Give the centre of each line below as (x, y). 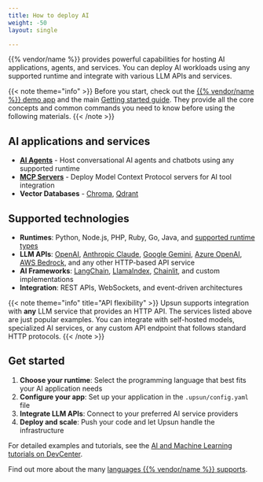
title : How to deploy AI (49, 15)
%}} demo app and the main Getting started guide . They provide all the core (131, 100)
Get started (37, 361)
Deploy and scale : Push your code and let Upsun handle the (117, 421)
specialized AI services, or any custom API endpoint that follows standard (127, 328)
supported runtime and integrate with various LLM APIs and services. (120, 76)
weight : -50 (27, 23)
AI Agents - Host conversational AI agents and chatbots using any (126, 160)
